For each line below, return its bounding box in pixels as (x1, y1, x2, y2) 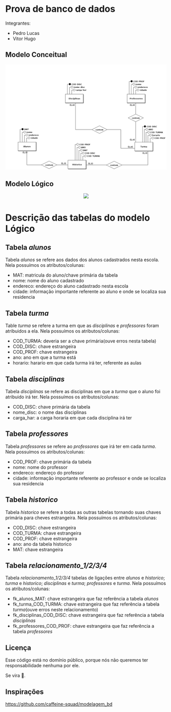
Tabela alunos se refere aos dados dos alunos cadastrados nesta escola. (5, 257, 160, 263)
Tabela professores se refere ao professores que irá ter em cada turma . (5, 443, 157, 449)
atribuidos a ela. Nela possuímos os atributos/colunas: (5, 328, 120, 334)
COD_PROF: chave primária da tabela (12, 459, 92, 465)
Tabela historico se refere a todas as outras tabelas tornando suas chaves (5, 509, 161, 515)
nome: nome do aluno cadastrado (12, 278, 84, 284)
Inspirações (5, 687, 44, 696)
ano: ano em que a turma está (12, 354, 76, 360)
